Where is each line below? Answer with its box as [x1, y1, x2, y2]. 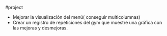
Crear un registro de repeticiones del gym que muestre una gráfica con [12, 20, 162, 25]
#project [5, 5, 23, 10]
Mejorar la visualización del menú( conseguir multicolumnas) [12, 14, 141, 20]
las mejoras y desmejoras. [12, 25, 68, 31]
